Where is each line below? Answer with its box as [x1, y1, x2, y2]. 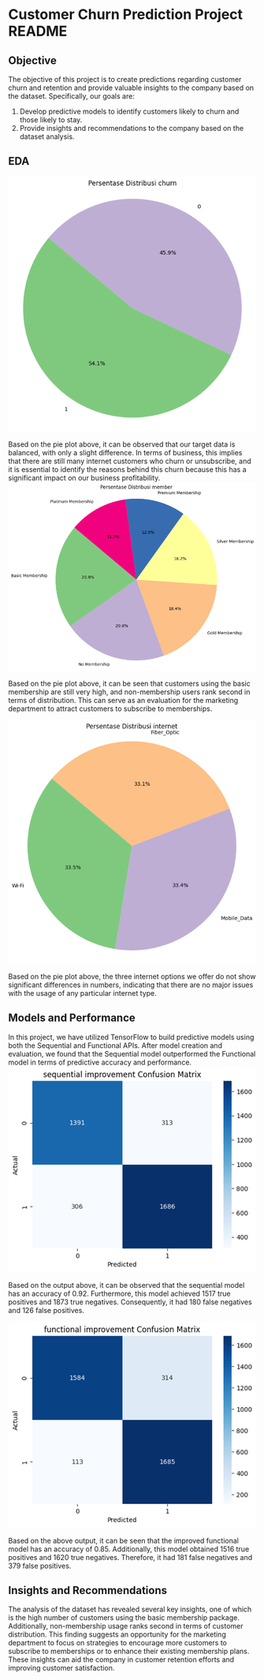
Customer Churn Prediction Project [8, 6, 243, 24]
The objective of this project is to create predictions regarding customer [8, 75, 242, 84]
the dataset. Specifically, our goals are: [8, 92, 136, 100]
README [8, 22, 68, 40]
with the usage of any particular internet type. [8, 988, 158, 997]
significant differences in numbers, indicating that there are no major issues [8, 980, 254, 990]
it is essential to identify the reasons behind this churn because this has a [8, 464, 247, 474]
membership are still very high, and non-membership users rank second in [8, 687, 251, 696]
